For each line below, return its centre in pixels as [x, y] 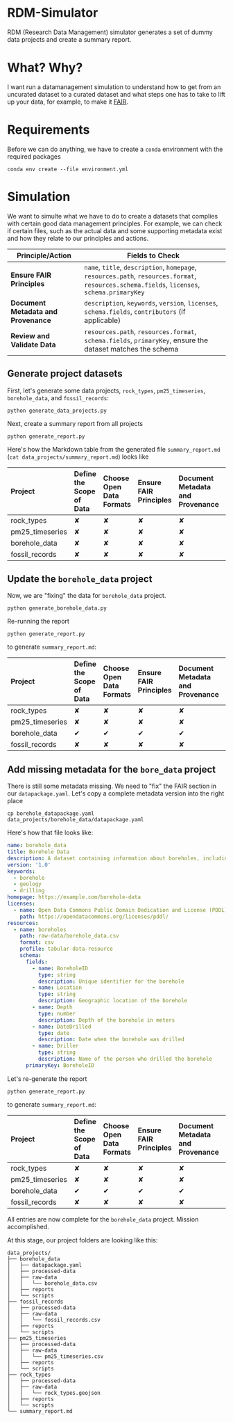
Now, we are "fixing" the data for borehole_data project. [87, 596]
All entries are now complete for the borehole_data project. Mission [103, 1219]
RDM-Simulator [53, 13]
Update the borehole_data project [80, 579]
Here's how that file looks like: [50, 832]
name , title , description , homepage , [140, 267]
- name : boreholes [40, 930]
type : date [54, 1033]
